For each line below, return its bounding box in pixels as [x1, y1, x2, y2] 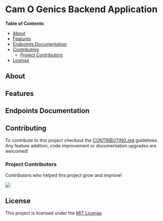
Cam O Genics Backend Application [5, 4, 158, 15]
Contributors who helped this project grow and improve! [5, 172, 123, 178]
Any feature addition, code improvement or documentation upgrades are [5, 142, 157, 148]
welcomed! [5, 148, 29, 154]
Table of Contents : [5, 20, 45, 26]
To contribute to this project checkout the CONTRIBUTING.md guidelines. [5, 137, 158, 143]
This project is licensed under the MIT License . [5, 210, 103, 216]
